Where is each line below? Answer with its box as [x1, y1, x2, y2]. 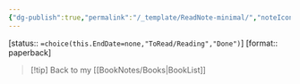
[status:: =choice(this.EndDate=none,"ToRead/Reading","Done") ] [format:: [8, 38, 279, 48]
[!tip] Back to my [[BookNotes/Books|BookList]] [30, 64, 207, 75]
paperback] [8, 46, 52, 58]
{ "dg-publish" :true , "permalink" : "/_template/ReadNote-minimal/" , [8, 13, 257, 22]
